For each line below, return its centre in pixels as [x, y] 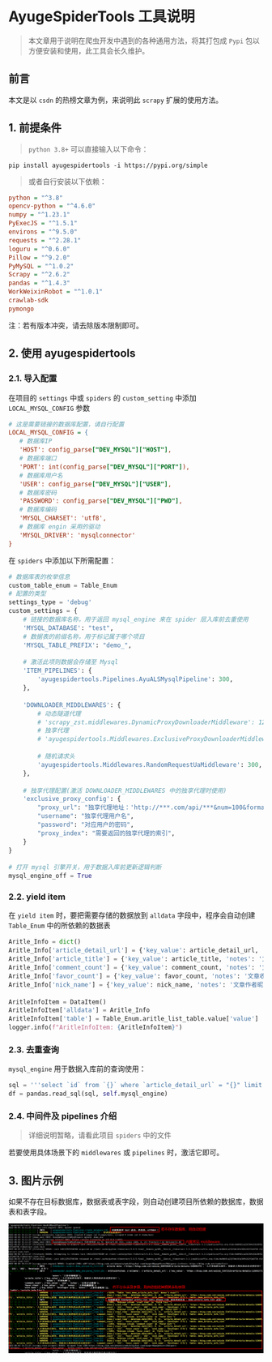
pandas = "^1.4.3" [39, 283]
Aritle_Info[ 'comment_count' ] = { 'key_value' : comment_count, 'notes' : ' [136, 968]
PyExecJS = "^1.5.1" [43, 224]
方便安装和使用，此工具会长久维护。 [89, 50]
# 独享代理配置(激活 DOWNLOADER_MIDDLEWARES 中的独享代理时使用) [125, 790]
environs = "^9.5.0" [43, 232]
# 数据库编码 [38, 510]
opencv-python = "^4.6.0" [52, 206]
